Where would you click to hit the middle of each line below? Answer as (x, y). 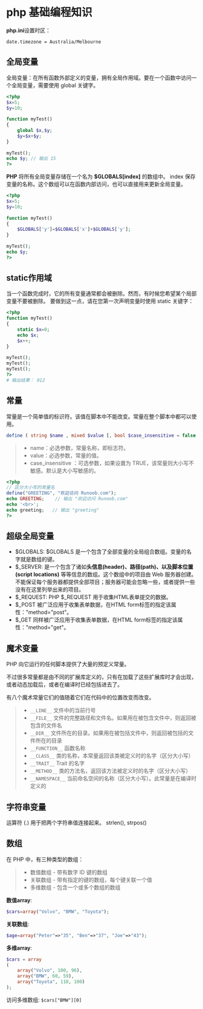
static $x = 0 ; (34, 330)
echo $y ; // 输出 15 (31, 159)
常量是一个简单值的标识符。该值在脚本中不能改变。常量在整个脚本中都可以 (99, 416)
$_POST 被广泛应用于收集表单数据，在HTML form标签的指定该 (93, 605)
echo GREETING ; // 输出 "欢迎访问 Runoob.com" (67, 499)
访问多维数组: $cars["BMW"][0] (44, 999)
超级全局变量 (30, 536)
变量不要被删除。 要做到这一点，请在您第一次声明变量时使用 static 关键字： (100, 301)
